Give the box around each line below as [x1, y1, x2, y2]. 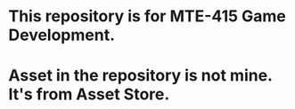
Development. [8, 25, 116, 45]
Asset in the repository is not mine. [8, 66, 273, 86]
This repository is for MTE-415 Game [8, 6, 287, 27]
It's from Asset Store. [8, 84, 170, 105]
